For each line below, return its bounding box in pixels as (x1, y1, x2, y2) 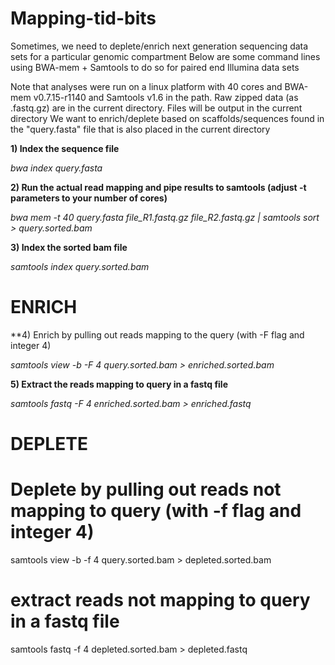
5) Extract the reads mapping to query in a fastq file (10, 378, 228, 390)
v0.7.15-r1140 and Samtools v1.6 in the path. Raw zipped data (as (33, 91, 299, 103)
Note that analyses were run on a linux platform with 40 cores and (10, 80, 283, 92)
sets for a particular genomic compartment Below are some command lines (10, 50, 321, 62)
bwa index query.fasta (10, 162, 103, 174)
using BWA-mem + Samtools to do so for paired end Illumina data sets (10, 61, 300, 73)
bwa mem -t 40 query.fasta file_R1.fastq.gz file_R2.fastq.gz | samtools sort (10, 211, 320, 223)
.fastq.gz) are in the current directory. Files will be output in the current (10, 102, 303, 114)
